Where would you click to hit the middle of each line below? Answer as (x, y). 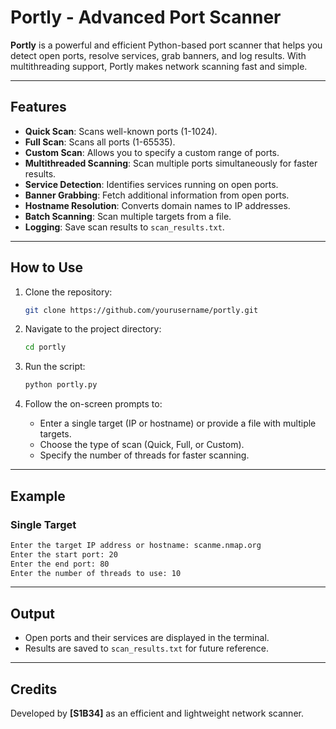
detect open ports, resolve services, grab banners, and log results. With (158, 55)
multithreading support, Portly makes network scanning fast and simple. (159, 66)
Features (38, 107)
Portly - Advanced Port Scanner (146, 17)
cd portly (45, 347)
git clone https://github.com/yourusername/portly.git (141, 310)
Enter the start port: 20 (64, 554)
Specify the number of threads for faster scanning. (144, 455)
